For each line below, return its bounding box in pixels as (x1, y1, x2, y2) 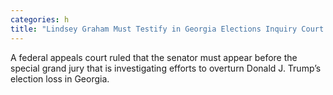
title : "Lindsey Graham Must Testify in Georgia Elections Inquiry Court (10, 24, 325, 34)
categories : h (10, 14, 70, 25)
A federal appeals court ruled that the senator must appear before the (10, 51, 298, 63)
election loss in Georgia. (10, 72, 110, 85)
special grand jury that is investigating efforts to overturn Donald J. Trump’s (10, 62, 322, 74)
